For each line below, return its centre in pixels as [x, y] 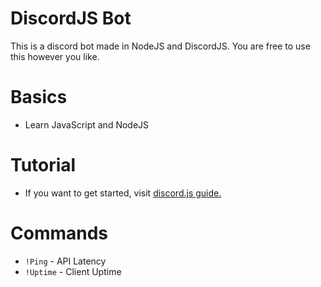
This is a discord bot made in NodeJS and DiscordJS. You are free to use [160, 46]
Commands [59, 233]
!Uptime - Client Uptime [73, 271]
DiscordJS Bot [71, 18]
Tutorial [43, 165]
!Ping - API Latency [65, 261]
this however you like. [55, 56]
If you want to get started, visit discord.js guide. [123, 193]
